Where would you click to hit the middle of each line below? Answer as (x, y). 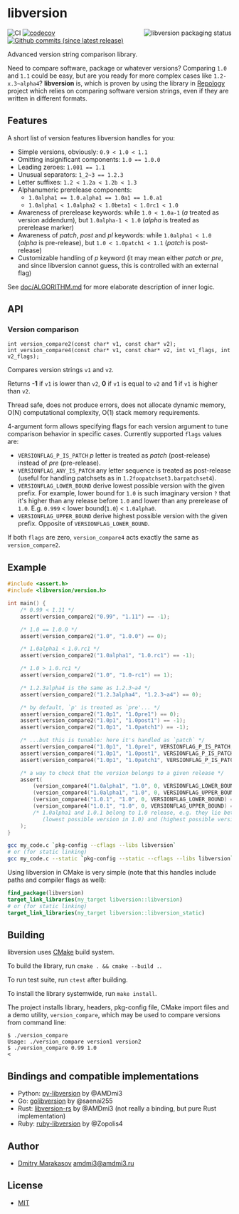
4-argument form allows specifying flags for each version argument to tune (118, 426)
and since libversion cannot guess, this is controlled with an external (118, 265)
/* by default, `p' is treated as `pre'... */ (90, 707)
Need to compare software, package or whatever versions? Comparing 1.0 (117, 68)
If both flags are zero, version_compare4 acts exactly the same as (103, 537)
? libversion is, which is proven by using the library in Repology (132, 83)
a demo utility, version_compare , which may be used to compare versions (114, 1015)
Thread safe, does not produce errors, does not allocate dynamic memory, (117, 405)
